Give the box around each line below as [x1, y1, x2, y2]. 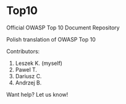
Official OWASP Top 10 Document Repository [6, 24, 120, 31]
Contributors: [6, 47, 40, 55]
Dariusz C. [15, 72, 42, 80]
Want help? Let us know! [6, 91, 69, 98]
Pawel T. [15, 65, 37, 73]
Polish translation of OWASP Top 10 [6, 35, 96, 43]
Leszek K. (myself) [15, 59, 63, 67]
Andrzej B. [15, 79, 42, 86]
